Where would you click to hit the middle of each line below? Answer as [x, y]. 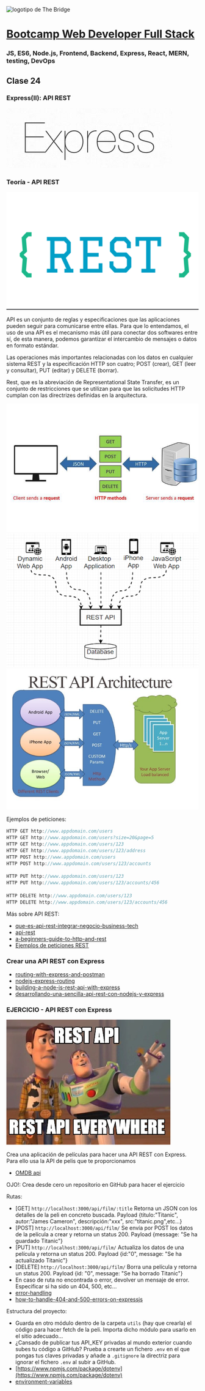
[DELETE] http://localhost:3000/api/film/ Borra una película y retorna [106, 1267]
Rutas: [14, 1196]
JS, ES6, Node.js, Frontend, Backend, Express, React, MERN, [98, 53]
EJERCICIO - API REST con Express [59, 1010]
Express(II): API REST [39, 98]
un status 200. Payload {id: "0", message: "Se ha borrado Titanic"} [99, 1274]
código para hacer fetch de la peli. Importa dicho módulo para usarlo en [106, 1330]
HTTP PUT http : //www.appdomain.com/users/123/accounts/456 [83, 883]
